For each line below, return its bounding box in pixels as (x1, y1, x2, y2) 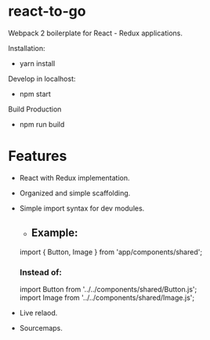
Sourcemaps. (19, 323, 63, 332)
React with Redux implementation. (19, 173, 130, 182)
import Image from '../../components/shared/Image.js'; (19, 293, 194, 302)
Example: (31, 226, 78, 239)
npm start (19, 89, 51, 98)
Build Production (8, 104, 62, 114)
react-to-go (8, 2, 86, 20)
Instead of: (19, 266, 63, 277)
